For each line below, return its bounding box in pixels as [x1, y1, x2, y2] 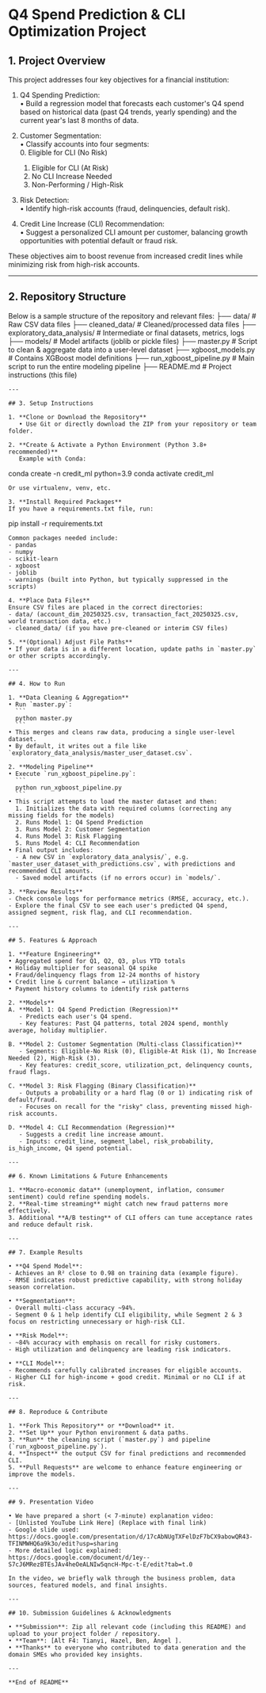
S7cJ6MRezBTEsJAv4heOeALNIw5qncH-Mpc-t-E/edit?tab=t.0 [8, 1560, 193, 1569]
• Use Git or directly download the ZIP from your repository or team [18, 420, 257, 428]
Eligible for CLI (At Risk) [31, 163, 109, 172]
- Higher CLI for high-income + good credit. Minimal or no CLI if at [8, 1373, 246, 1381]
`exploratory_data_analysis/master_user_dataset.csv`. [8, 749, 193, 757]
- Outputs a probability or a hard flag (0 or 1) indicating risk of [18, 1088, 253, 1097]
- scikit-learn [8, 555, 59, 563]
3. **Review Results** [8, 888, 83, 896]
